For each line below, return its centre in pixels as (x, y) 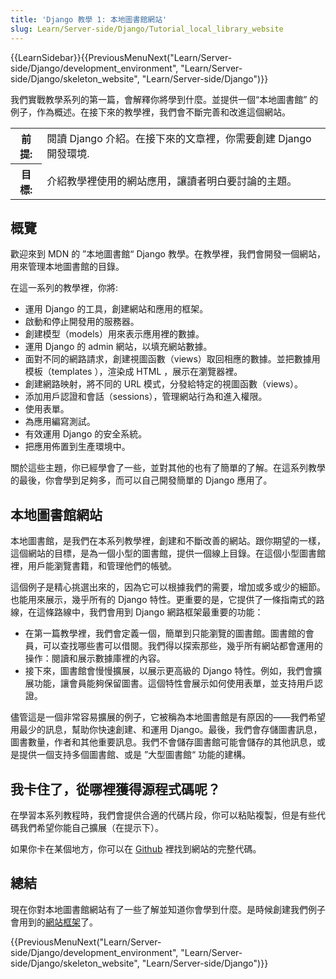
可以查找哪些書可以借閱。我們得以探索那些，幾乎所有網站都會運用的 (182, 646)
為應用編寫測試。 (60, 422)
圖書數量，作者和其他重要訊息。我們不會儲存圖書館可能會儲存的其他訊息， (163, 742)
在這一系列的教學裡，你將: (64, 288)
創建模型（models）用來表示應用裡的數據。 (114, 334)
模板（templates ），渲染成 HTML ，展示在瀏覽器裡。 (133, 372)
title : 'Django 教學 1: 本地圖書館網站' (89, 19)
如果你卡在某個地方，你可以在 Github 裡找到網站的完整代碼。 (136, 848)
